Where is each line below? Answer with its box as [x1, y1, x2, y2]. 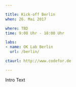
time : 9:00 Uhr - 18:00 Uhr [5, 31, 65, 36]
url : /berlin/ [10, 49, 40, 54]
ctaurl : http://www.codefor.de [5, 59, 71, 64]
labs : [5, 40, 17, 45]
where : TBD [5, 26, 28, 31]
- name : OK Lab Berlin [5, 44, 53, 50]
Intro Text [5, 77, 25, 83]
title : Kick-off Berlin [5, 12, 56, 17]
